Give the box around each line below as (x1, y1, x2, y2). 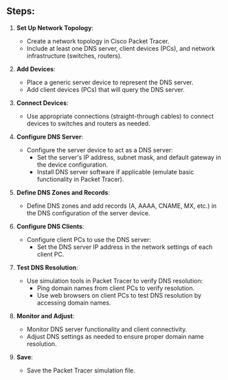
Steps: (6, 5, 35, 17)
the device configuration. (36, 161, 109, 169)
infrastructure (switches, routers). (26, 51, 122, 60)
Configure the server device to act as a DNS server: (26, 145, 173, 154)
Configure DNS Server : (16, 132, 84, 141)
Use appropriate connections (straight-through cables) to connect (26, 112, 214, 120)
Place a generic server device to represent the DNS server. (26, 78, 194, 86)
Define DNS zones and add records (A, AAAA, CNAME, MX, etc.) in (26, 202, 217, 210)
